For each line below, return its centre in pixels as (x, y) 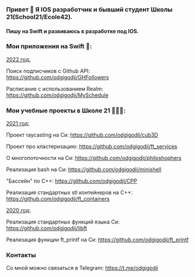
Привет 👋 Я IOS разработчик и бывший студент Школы (89, 10)
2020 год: (18, 210)
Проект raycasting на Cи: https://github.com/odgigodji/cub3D (82, 135)
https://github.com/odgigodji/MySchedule (57, 95)
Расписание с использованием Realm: (55, 89)
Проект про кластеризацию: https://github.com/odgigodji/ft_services (92, 147)
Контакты (21, 255)
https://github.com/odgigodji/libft (47, 228)
